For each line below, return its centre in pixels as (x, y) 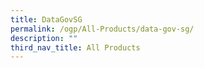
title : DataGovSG (46, 19)
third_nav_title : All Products (75, 47)
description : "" (44, 38)
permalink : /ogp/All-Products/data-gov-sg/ (102, 29)
